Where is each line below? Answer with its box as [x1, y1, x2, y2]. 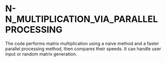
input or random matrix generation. [5, 51, 77, 57]
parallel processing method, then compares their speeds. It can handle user [5, 46, 161, 52]
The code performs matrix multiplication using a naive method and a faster [5, 40, 159, 46]
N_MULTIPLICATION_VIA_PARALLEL [5, 13, 158, 25]
